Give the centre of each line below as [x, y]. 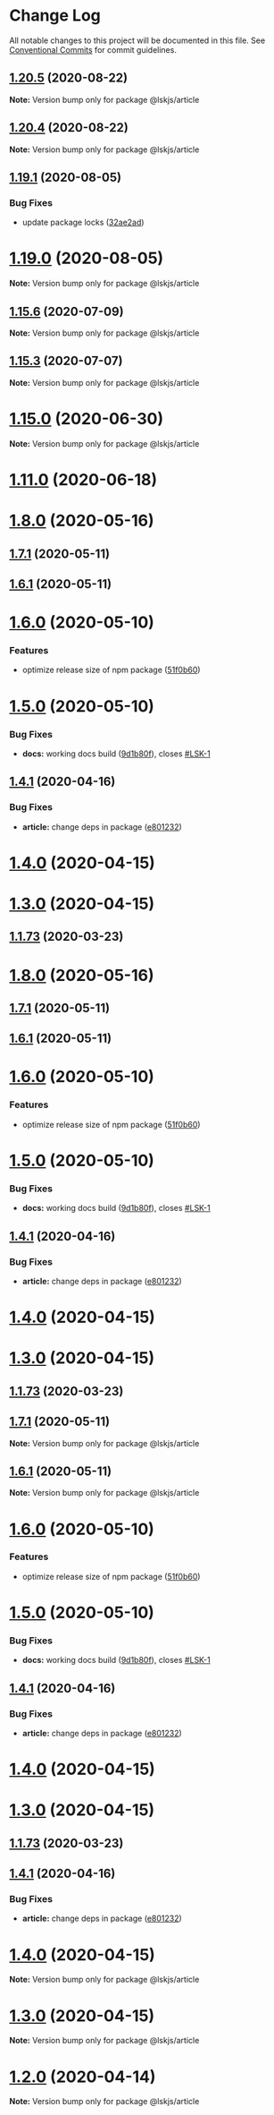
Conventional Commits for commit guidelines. [93, 49]
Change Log [55, 16]
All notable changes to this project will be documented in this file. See [137, 40]
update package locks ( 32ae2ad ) [83, 222]
